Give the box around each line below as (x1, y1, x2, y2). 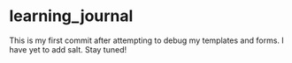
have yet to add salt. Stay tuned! (9, 44, 127, 54)
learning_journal (9, 6, 134, 26)
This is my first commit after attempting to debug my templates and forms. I (9, 35, 285, 45)
